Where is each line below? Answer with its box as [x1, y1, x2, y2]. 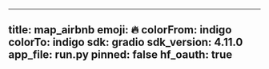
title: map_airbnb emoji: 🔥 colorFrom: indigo [8, 23, 232, 36]
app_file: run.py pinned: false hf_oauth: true [8, 48, 233, 62]
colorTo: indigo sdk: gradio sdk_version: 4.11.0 [8, 36, 243, 49]
